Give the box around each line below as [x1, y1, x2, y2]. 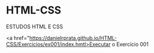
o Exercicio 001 [112, 41, 149, 48]
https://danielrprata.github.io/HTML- [29, 34, 117, 41]
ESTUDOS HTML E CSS [6, 23, 63, 30]
